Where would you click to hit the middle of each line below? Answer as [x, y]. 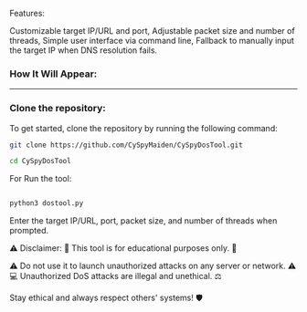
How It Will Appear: [53, 74]
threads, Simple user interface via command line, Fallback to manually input [152, 41]
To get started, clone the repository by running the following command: [143, 128]
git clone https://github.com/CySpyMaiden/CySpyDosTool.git [127, 145]
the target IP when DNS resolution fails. [84, 50]
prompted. [29, 231]
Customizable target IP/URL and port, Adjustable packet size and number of [152, 31]
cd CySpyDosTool [40, 161]
